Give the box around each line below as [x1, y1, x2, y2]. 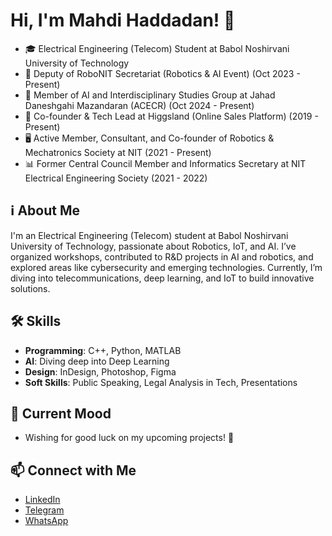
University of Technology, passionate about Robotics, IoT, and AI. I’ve [10, 240, 297, 252]
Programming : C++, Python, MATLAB [24, 344, 182, 356]
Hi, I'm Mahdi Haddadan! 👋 [10, 9, 236, 32]
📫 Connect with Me [10, 462, 137, 479]
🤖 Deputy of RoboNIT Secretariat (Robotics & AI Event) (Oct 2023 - [24, 67, 301, 79]
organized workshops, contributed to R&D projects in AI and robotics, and [10, 250, 314, 263]
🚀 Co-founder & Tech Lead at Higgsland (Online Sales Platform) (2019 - [24, 110, 319, 122]
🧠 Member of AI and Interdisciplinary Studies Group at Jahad [24, 89, 276, 101]
